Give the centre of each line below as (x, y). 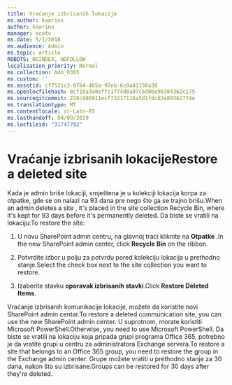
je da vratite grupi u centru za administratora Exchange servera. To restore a (116, 344)
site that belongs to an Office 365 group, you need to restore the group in (113, 351)
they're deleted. (30, 374)
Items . (27, 293)
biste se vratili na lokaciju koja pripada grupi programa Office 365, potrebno (116, 337)
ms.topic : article (34, 53)
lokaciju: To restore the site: (46, 223)
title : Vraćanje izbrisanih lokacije (62, 14)
